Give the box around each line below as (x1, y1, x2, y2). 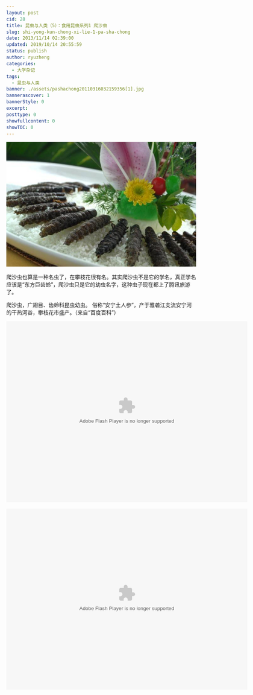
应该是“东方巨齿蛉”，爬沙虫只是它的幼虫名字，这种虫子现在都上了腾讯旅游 (6, 281, 191, 288)
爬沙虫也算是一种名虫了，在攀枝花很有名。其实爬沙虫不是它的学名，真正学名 (6, 273, 196, 281)
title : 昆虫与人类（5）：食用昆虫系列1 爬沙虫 (6, 22, 107, 28)
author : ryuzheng (6, 54, 50, 60)
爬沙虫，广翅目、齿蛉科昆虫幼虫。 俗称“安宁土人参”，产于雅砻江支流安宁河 (6, 301, 192, 308)
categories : (6, 60, 36, 66)
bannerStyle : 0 (6, 99, 45, 105)
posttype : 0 (6, 112, 36, 118)
